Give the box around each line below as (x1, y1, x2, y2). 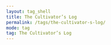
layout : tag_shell (6, 8, 51, 15)
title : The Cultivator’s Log (6, 14, 77, 20)
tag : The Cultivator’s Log (6, 30, 72, 36)
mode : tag (6, 25, 30, 31)
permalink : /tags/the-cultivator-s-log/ (6, 19, 106, 25)
